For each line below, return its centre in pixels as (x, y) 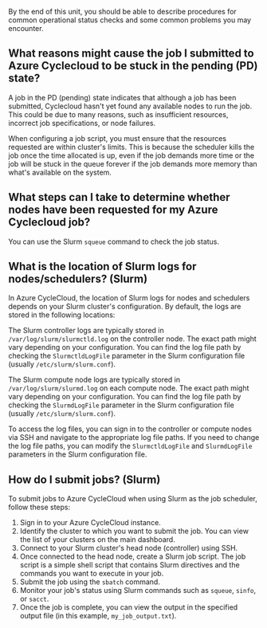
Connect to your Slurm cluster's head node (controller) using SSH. (129, 548)
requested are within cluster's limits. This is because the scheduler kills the (132, 147)
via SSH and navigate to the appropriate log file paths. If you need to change (134, 438)
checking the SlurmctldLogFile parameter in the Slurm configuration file (127, 356)
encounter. (26, 28)
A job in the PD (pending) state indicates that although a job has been (122, 97)
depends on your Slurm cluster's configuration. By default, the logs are (125, 307)
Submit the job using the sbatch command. (90, 582)
